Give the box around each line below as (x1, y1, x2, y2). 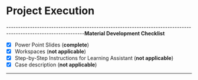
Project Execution (6, 4, 95, 18)
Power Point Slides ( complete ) (14, 41, 90, 48)
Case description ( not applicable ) (14, 61, 97, 68)
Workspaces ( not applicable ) (14, 48, 87, 55)
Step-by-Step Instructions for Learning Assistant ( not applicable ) (14, 55, 174, 62)
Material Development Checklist (84, 29, 165, 36)
